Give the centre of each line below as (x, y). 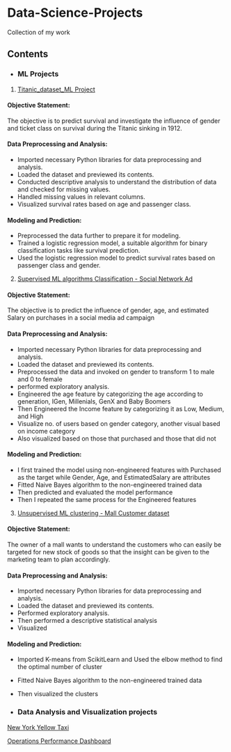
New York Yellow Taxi (38, 727)
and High (30, 416)
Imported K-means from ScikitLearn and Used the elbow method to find (120, 659)
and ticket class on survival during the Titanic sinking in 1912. (95, 128)
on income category (46, 431)
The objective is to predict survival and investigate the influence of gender (114, 121)
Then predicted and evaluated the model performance (95, 492)
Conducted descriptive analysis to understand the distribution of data (117, 182)
